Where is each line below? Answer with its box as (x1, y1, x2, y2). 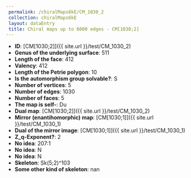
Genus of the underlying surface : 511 (14, 49, 109, 57)
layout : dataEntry (8, 20, 55, 26)
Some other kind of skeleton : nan (14, 166, 100, 173)
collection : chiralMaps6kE (8, 15, 77, 21)
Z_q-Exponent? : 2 (14, 133, 61, 141)
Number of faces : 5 (14, 94, 64, 102)
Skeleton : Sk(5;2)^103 (14, 159, 71, 166)
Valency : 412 (14, 62, 48, 69)
